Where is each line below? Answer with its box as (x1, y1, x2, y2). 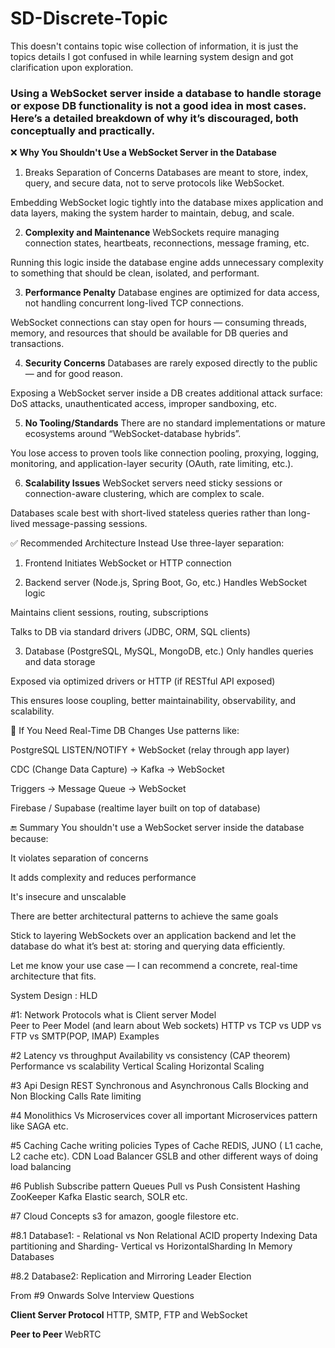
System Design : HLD (10, 990, 98, 1002)
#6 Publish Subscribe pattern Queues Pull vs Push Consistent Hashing (10, 1180, 301, 1192)
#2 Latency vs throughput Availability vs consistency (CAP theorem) (10, 1050, 291, 1062)
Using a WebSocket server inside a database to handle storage (10, 86, 322, 100)
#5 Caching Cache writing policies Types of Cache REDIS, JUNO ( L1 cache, (10, 1140, 324, 1152)
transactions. (10, 338, 65, 350)
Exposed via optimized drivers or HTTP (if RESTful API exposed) (10, 675, 276, 687)
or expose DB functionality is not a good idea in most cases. (10, 98, 307, 112)
